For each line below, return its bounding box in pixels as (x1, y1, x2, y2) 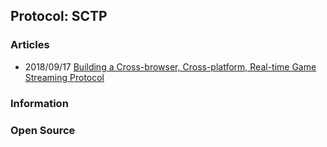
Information (10, 96, 69, 110)
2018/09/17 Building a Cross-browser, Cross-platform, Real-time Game (24, 60, 317, 73)
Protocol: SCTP (10, 8, 108, 25)
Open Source (10, 123, 76, 137)
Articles (10, 38, 50, 52)
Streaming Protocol (24, 71, 105, 83)
